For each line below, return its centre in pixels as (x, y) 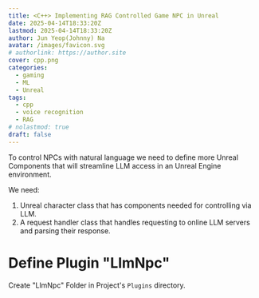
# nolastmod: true (39, 127)
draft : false (30, 134)
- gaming (30, 75)
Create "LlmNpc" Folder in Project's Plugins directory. (97, 285)
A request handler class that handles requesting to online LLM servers (135, 222)
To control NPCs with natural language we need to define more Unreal (124, 157)
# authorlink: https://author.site (67, 53)
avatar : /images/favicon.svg (57, 46)
